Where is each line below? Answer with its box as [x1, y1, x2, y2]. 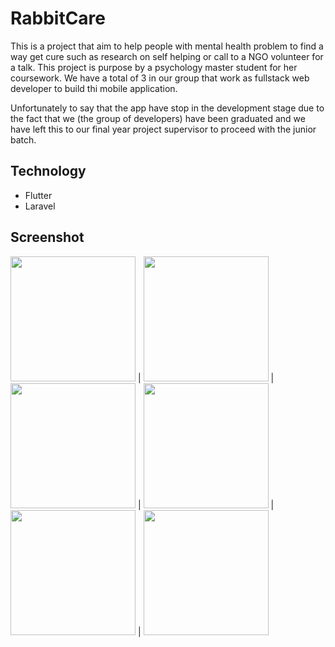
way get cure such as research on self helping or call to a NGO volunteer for [10, 50, 324, 62]
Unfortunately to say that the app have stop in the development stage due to [10, 102, 325, 114]
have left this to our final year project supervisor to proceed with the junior [10, 123, 317, 135]
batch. [10, 133, 37, 146]
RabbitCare [10, 7, 107, 30]
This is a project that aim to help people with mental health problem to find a [10, 40, 324, 52]
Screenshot [10, 229, 85, 246]
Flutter [24, 189, 53, 201]
